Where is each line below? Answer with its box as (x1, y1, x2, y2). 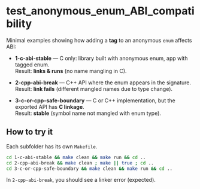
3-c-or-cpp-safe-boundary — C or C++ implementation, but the (14, 97, 175, 104)
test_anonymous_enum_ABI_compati (6, 4, 195, 18)
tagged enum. (14, 61, 50, 68)
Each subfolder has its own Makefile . (6, 142, 98, 150)
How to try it (6, 127, 53, 137)
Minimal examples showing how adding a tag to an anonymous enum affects (6, 36, 193, 44)
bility (6, 17, 32, 31)
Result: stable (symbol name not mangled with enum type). (14, 109, 162, 117)
